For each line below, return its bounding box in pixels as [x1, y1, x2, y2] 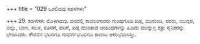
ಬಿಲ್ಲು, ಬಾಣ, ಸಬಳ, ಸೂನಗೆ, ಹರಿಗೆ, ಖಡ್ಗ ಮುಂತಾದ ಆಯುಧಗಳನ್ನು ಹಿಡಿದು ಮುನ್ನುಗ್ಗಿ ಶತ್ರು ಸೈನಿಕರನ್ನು [6, 24, 185, 31]
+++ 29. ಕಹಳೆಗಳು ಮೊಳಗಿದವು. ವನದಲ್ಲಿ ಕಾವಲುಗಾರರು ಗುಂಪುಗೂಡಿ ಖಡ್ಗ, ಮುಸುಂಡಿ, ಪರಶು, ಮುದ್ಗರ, [6, 17, 194, 24]
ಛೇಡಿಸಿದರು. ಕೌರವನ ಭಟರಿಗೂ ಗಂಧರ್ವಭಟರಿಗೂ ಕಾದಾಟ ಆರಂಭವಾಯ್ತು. [6, 31, 136, 38]
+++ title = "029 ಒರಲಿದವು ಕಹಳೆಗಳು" [6, 5, 87, 12]
